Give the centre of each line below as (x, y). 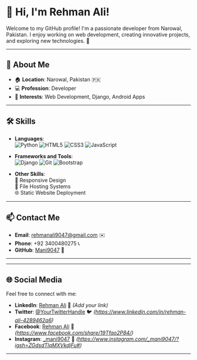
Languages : (29, 138)
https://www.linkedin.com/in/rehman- (141, 312)
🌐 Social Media (34, 280)
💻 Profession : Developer (45, 88)
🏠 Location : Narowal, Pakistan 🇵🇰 (57, 79)
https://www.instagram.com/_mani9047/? (129, 339)
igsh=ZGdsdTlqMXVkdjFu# (47, 345)
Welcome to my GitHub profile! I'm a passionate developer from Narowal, (94, 28)
